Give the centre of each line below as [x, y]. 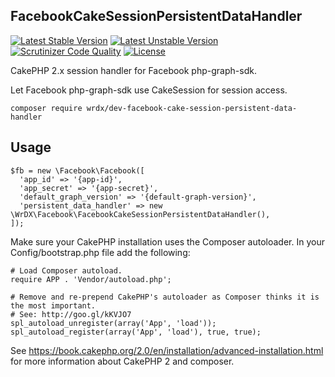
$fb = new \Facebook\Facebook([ [77, 170]
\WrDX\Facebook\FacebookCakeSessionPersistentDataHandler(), [140, 214]
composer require [46, 108]
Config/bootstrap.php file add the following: [100, 252]
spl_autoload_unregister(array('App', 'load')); [113, 323]
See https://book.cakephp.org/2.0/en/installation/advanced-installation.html [167, 350]
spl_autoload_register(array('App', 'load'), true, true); [136, 332]
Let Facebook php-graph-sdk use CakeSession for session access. [149, 90]
